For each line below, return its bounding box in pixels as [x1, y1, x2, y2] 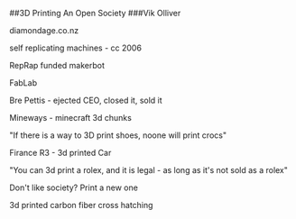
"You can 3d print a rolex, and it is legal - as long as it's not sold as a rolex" [9, 165, 289, 175]
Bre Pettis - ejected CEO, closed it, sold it [9, 95, 162, 105]
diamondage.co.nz [9, 25, 79, 35]
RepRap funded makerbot [9, 60, 106, 70]
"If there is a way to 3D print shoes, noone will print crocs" [9, 130, 227, 141]
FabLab [9, 78, 38, 88]
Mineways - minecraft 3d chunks [9, 113, 133, 123]
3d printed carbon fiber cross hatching [9, 200, 153, 210]
